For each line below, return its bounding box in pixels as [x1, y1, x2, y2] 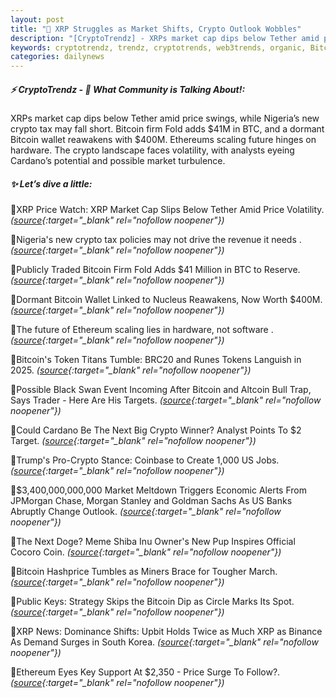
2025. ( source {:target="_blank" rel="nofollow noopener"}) [10, 364, 252, 376]
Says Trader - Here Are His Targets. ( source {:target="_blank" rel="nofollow [10, 394, 322, 406]
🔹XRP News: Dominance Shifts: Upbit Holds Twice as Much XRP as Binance [10, 626, 323, 638]
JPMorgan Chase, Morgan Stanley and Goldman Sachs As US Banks [10, 495, 293, 507]
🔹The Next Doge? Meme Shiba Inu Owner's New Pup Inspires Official [10, 536, 296, 548]
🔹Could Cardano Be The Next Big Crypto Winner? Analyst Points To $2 [10, 424, 302, 436]
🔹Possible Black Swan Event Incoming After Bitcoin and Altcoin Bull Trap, [10, 384, 312, 396]
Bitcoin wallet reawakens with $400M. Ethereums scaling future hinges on [10, 134, 317, 146]
